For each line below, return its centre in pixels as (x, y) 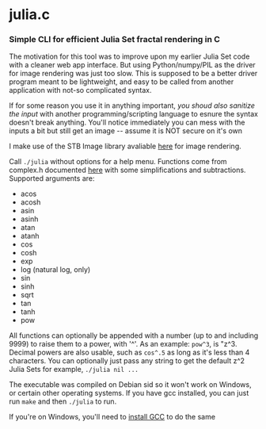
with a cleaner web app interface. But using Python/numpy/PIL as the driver (132, 65)
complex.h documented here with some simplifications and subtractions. (127, 170)
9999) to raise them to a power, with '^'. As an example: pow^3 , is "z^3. (123, 344)
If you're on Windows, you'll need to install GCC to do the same (112, 417)
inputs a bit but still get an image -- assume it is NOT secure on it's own (126, 131)
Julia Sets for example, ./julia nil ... (74, 370)
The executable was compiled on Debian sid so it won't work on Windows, (130, 385)
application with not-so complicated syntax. (80, 90)
